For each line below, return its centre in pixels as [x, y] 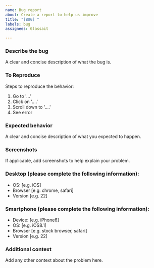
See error [22, 112]
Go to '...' [22, 96]
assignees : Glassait [27, 29]
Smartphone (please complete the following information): [78, 209]
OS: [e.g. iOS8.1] [30, 225]
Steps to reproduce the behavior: [40, 86]
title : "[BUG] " [22, 19]
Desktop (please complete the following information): [72, 174]
